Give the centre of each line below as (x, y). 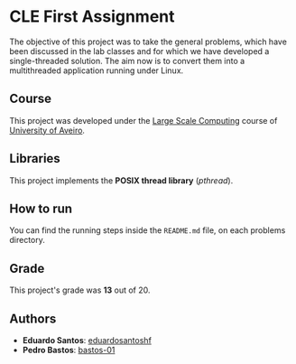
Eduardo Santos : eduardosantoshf (87, 340)
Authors (33, 318)
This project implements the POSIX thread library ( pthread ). (121, 180)
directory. (27, 240)
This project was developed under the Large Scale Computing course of (143, 120)
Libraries (35, 159)
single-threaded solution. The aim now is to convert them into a (127, 61)
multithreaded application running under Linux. (97, 70)
